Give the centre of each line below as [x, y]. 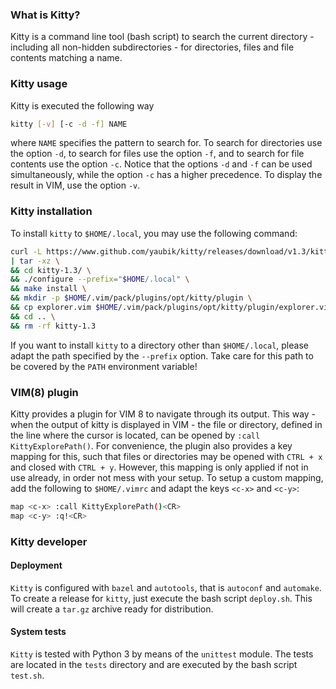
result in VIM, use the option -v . [75, 185]
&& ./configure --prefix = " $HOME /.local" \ [100, 279]
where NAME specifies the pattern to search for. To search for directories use [166, 143]
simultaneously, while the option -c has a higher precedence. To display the [166, 175]
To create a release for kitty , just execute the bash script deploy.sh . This [161, 598]
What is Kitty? [45, 15]
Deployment [36, 565]
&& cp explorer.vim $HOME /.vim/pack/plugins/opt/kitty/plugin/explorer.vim [171, 308]
